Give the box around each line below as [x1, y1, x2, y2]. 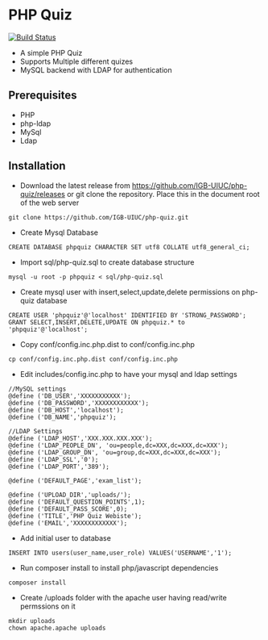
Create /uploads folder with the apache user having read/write [19, 592, 227, 602]
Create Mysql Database [19, 228, 99, 237]
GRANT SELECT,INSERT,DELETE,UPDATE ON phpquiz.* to [8, 318, 185, 326]
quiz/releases [19, 189, 66, 199]
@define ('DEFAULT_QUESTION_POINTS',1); [8, 498, 146, 506]
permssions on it [19, 601, 76, 611]
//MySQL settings [8, 385, 67, 393]
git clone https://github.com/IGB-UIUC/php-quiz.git [8, 213, 189, 221]
